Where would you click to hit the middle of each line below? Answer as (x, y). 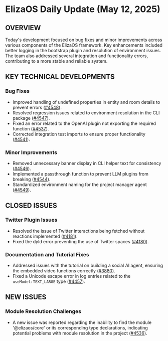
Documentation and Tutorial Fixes (47, 254)
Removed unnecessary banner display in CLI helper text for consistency (87, 163)
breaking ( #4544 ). (31, 179)
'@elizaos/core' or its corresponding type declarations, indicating (80, 327)
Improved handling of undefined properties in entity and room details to (86, 102)
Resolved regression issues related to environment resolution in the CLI (86, 113)
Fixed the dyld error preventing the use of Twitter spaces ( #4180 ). (80, 241)
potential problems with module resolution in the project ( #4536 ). (80, 333)
